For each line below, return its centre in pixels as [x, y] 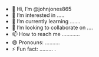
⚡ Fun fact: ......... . [34, 49]
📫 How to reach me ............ [46, 34]
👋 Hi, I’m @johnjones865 [42, 9]
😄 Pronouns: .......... [36, 42]
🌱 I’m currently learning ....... [46, 21]
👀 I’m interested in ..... [38, 15]
